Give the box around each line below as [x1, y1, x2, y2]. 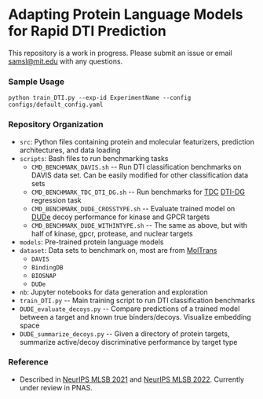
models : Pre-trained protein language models [19, 237, 164, 247]
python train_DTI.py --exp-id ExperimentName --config [8, 94, 192, 102]
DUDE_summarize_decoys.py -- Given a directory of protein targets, [19, 328, 230, 339]
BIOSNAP [31, 272, 57, 280]
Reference [8, 357, 49, 368]
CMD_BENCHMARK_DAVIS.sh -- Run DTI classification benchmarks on [31, 162, 242, 171]
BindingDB [31, 263, 64, 272]
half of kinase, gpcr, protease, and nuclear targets [31, 229, 194, 238]
